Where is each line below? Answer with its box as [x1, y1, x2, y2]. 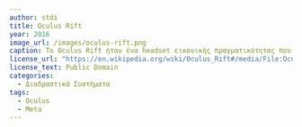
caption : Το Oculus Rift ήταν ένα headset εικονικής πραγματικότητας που [9, 47, 292, 55]
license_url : [9, 55, 58, 63]
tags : [9, 88, 30, 97]
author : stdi [9, 13, 58, 22]
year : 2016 [9, 30, 50, 38]
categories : [9, 72, 54, 80]
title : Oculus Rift [9, 21, 83, 30]
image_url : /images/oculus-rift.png [9, 38, 147, 47]
